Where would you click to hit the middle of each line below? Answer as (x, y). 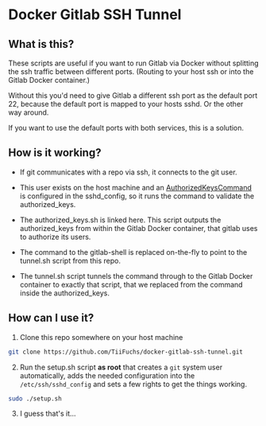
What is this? (41, 44)
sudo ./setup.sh (35, 399)
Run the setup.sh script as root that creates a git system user (121, 367)
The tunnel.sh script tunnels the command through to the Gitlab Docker (136, 276)
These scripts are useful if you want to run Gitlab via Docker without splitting (133, 63)
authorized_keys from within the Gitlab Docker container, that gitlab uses (139, 228)
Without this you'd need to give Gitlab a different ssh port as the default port (133, 96)
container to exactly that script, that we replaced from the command (131, 284)
